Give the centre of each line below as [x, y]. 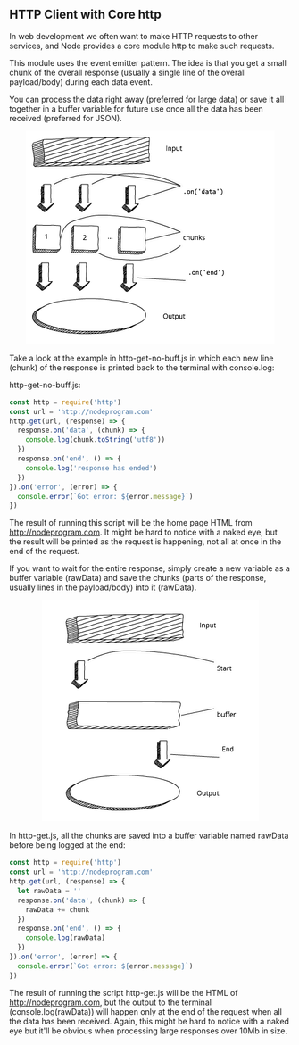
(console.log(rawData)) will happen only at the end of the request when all [146, 1011]
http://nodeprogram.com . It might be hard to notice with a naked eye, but [144, 532]
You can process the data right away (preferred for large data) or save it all [147, 99]
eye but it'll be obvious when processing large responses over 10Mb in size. [149, 1031]
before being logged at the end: [67, 845]
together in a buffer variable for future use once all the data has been [136, 108]
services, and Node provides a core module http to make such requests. [142, 46]
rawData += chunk [58, 909]
